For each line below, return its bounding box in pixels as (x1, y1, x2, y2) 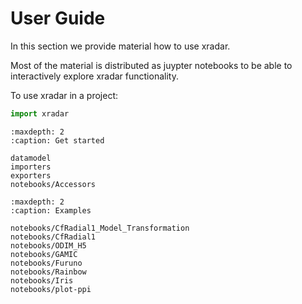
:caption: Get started (10, 135, 105, 146)
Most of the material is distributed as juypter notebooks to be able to (10, 59, 293, 71)
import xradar (10, 108, 70, 119)
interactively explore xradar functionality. (10, 70, 179, 82)
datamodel (10, 153, 52, 163)
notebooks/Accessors (10, 179, 97, 189)
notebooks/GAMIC (10, 249, 78, 259)
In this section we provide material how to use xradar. (10, 40, 231, 52)
